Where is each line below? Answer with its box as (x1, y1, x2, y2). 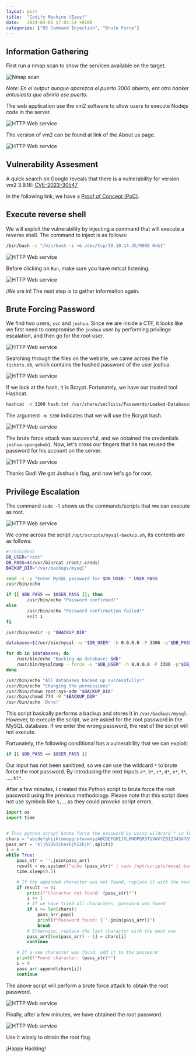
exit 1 (27, 613, 43, 619)
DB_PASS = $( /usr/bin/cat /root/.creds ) (6, 560, 100, 566)
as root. (6, 509, 24, 516)
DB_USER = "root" (6, 554, 43, 560)
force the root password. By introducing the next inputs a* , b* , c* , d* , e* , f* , (6, 768, 188, 775)
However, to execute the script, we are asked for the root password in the (6, 716, 183, 723)
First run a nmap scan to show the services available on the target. (6, 62, 166, 69)
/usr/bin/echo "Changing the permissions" (6, 683, 111, 689)
